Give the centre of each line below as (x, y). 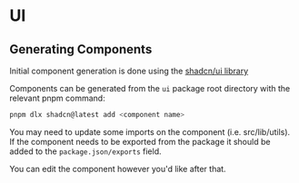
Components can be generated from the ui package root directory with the (150, 88)
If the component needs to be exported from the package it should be (140, 141)
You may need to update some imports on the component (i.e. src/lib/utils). (150, 131)
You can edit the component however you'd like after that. (118, 169)
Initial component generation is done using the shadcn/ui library (129, 71)
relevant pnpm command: (58, 98)
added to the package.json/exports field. (85, 151)
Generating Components (81, 49)
